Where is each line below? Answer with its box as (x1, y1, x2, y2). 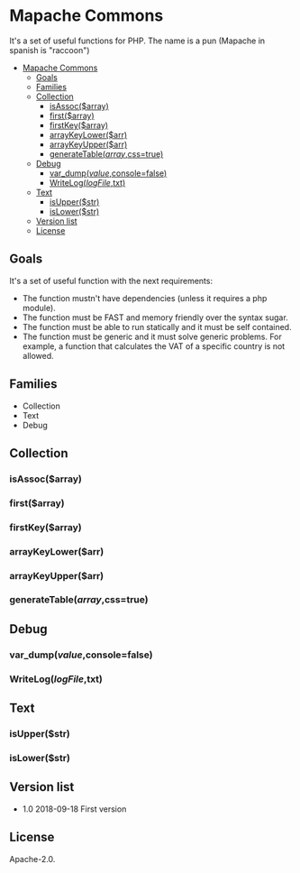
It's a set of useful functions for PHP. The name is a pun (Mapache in (9, 35, 266, 46)
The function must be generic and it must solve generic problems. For (22, 331, 282, 342)
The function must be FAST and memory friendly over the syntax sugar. (22, 312, 288, 323)
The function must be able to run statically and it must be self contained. (22, 321, 292, 332)
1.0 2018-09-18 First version (22, 804, 127, 814)
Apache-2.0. (9, 853, 56, 864)
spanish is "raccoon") (9, 44, 90, 55)
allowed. (22, 350, 54, 361)
